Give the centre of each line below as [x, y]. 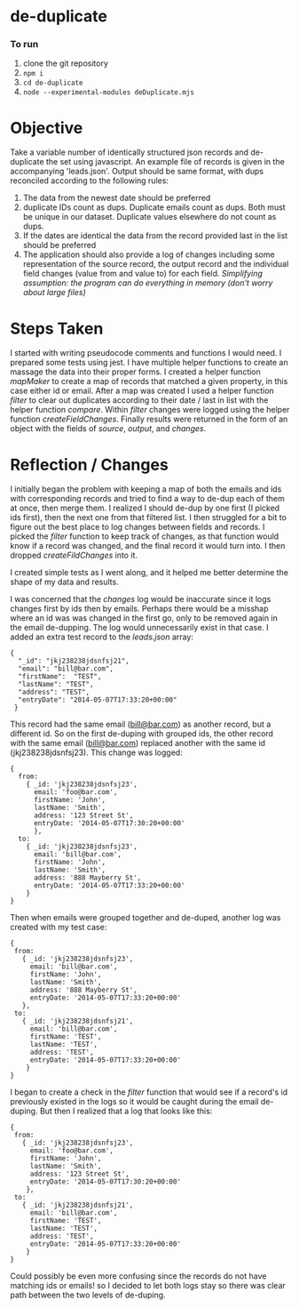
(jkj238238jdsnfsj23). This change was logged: [96, 752]
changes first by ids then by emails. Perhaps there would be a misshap [139, 609]
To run [24, 44]
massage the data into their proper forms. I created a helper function [135, 372]
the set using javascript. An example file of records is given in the [165, 162]
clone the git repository [66, 63]
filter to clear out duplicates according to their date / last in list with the [139, 400]
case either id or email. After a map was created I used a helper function [142, 391]
